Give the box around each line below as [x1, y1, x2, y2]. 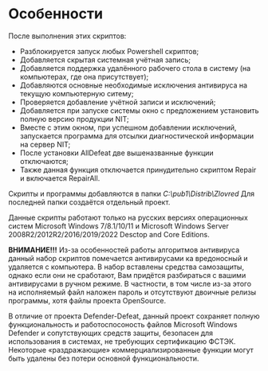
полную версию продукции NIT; [19, 114, 129, 123]
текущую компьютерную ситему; [19, 88, 134, 98]
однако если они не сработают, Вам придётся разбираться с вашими [8, 270, 246, 279]
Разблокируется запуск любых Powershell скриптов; [19, 46, 199, 56]
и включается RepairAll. [19, 173, 100, 183]
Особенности [8, 5, 104, 23]
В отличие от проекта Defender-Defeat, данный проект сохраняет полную [8, 311, 260, 321]
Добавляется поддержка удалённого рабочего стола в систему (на [19, 63, 251, 72]
